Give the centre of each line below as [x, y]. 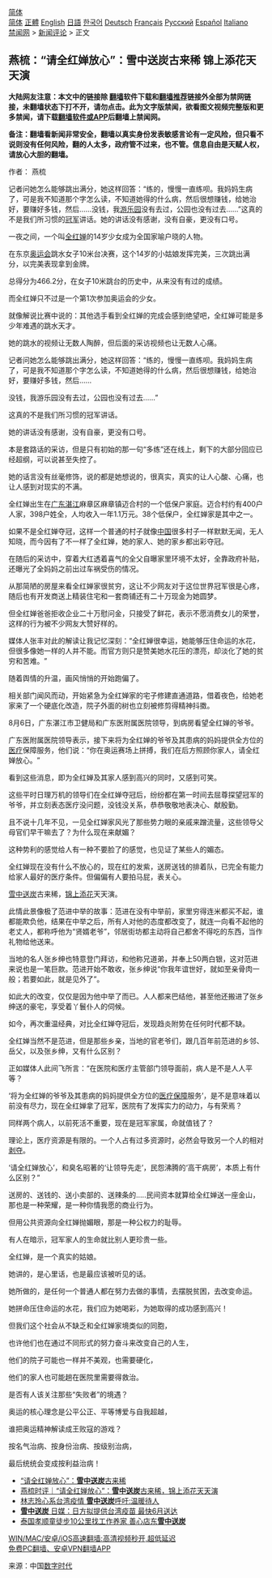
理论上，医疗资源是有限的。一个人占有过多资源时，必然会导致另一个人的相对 [136, 1140]
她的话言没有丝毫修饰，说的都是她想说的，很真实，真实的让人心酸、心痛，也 [136, 477]
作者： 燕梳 [27, 171]
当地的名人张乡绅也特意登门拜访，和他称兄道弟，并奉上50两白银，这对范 [130, 959]
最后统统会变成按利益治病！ [55, 1463]
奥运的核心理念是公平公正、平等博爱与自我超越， [90, 1411]
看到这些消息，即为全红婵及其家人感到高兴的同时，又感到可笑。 [115, 777]
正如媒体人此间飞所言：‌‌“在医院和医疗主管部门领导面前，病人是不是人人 [127, 1068]
